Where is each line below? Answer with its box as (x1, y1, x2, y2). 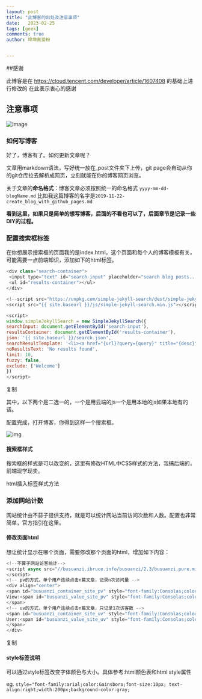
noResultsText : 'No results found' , (6, 346, 98, 352)
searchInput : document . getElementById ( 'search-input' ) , (6, 324, 149, 330)
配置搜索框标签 (6, 234, 50, 242)
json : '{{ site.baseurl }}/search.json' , (6, 335, 112, 341)
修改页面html (6, 534, 39, 541)
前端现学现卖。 (6, 467, 43, 475)
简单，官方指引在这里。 (6, 519, 64, 526)
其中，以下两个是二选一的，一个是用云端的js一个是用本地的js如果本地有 (6, 398, 183, 406)
